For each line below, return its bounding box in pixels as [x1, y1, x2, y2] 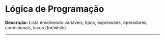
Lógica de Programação [5, 3, 104, 15]
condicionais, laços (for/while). [5, 24, 68, 30]
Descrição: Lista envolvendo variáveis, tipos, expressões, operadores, [5, 20, 148, 25]
